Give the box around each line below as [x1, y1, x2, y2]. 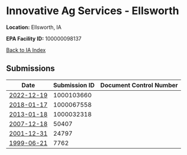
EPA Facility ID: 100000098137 [6, 35, 82, 42]
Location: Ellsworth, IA [6, 24, 62, 31]
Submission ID [53, 81, 95, 89]
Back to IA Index [6, 46, 46, 54]
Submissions [6, 64, 55, 74]
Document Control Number [100, 81, 178, 89]
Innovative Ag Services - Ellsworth [6, 4, 179, 18]
